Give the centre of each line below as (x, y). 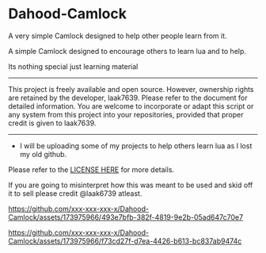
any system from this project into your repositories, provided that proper (126, 114)
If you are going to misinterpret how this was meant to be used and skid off (131, 185)
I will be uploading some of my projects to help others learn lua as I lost (136, 146)
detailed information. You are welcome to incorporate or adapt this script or (131, 106)
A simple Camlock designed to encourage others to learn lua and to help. (127, 51)
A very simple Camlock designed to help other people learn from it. (118, 36)
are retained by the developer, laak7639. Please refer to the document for (128, 98)
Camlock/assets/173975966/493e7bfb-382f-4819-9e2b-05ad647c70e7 (126, 217)
